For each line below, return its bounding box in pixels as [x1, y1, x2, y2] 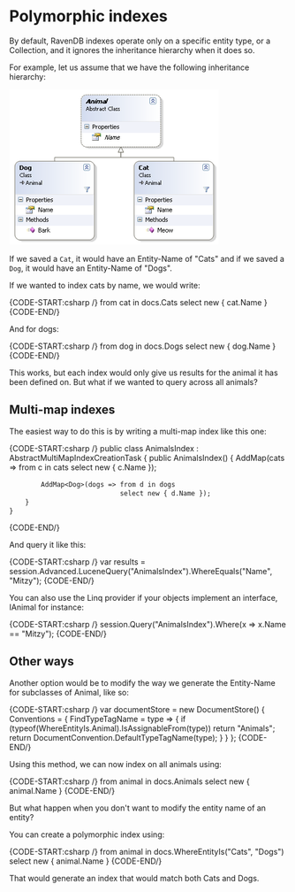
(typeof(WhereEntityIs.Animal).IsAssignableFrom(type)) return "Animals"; [9, 723, 276, 734]
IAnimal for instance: [9, 602, 84, 612]
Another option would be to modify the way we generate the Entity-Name [9, 677, 276, 688]
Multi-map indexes [9, 403, 116, 418]
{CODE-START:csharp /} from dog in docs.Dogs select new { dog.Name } [9, 341, 276, 351]
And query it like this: [9, 539, 87, 550]
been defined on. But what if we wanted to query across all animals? [9, 376, 258, 387]
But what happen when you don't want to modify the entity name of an [9, 803, 267, 813]
